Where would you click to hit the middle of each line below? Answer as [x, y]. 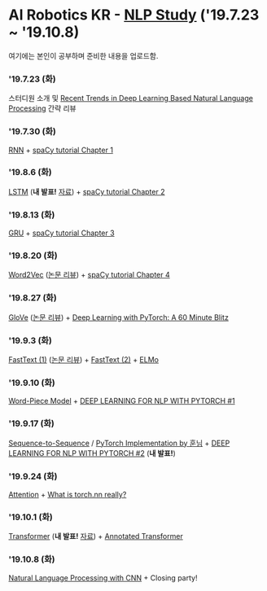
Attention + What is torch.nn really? [68, 494]
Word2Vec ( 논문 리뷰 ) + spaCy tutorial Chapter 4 [89, 275]
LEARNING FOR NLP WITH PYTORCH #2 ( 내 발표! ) [92, 453]
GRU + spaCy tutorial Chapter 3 [62, 233]
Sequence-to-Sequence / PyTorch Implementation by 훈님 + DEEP [119, 443]
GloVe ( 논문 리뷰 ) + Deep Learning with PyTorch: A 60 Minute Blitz [119, 317]
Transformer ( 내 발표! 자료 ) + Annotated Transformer [96, 536]
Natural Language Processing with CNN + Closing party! [103, 578]
